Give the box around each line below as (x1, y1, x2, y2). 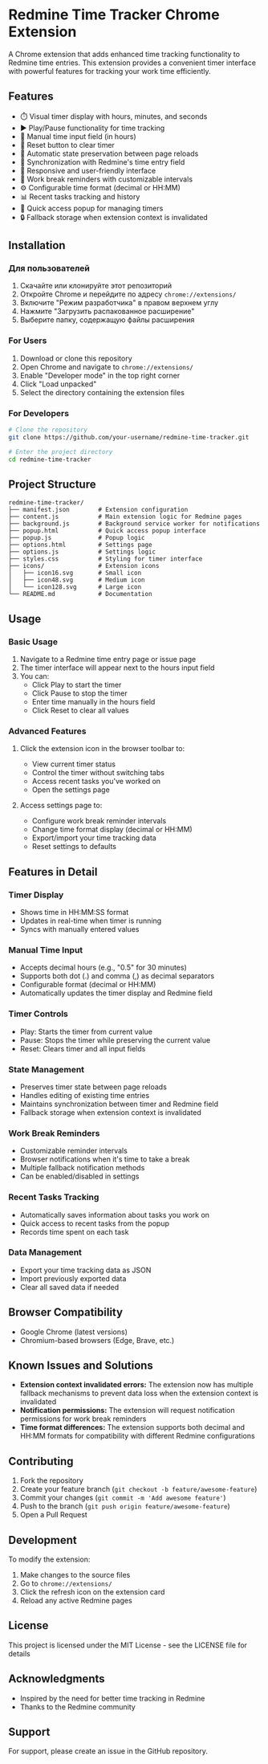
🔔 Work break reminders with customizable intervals (19, 174, 193, 184)
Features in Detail (8, 865, 98, 879)
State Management (8, 1064, 85, 1075)
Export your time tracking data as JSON (19, 1265, 152, 1275)
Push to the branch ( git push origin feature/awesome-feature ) (19, 1501, 230, 1511)
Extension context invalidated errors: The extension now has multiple (19, 1380, 254, 1390)
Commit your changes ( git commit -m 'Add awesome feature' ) (19, 1492, 226, 1503)
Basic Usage (8, 636, 59, 647)
